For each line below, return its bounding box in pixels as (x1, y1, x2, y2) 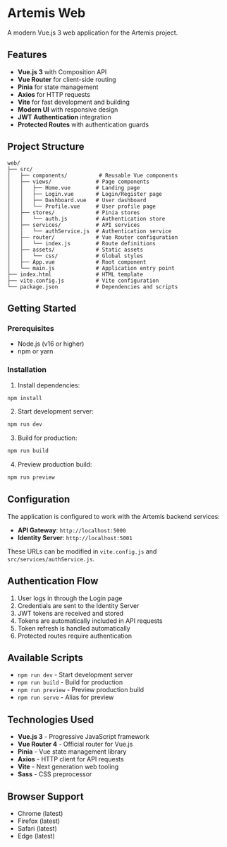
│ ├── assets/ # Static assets (7, 246, 143, 253)
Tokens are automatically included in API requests (17, 617, 163, 625)
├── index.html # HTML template (7, 271, 143, 278)
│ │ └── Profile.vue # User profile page (7, 203, 157, 210)
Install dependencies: (17, 380, 80, 390)
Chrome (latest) (17, 810, 63, 818)
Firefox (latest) (17, 817, 61, 825)
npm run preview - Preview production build (17, 686, 145, 694)
